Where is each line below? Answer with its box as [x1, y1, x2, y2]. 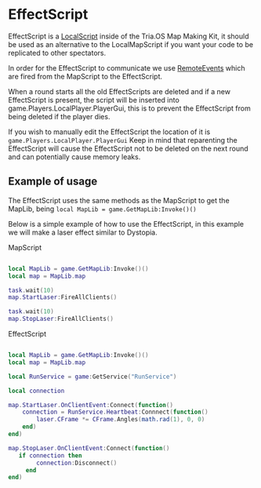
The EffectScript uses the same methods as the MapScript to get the [8, 195, 230, 205]
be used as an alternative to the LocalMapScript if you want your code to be [8, 39, 253, 49]
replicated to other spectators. [8, 48, 107, 57]
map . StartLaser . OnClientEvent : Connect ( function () [8, 401, 174, 409]
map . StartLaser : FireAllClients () [8, 293, 118, 301]
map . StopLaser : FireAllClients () [8, 315, 114, 323]
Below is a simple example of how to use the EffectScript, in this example [8, 219, 245, 228]
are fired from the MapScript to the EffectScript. [8, 71, 163, 81]
